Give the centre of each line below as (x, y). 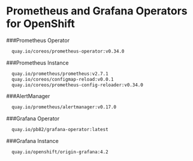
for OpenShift (40, 24)
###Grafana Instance (32, 141)
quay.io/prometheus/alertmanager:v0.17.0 (64, 107)
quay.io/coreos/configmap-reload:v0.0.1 (63, 79)
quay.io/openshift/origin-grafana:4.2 (60, 152)
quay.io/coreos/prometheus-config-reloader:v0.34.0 (78, 85)
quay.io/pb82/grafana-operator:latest (60, 130)
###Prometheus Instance (37, 63)
